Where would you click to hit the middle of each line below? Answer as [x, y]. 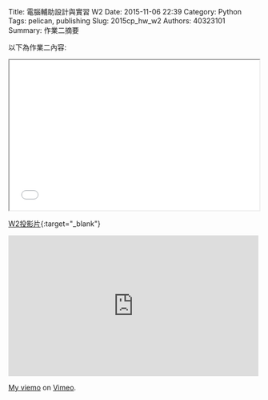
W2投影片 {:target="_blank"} [55, 224]
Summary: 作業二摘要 [44, 30]
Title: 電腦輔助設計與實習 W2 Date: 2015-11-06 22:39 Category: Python [125, 12]
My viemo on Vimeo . [42, 388]
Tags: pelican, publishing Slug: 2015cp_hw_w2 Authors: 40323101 [117, 21]
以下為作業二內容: [38, 47]
